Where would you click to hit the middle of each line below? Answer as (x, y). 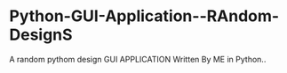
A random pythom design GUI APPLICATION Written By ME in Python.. (138, 59)
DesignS (41, 35)
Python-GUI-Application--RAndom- (144, 16)
